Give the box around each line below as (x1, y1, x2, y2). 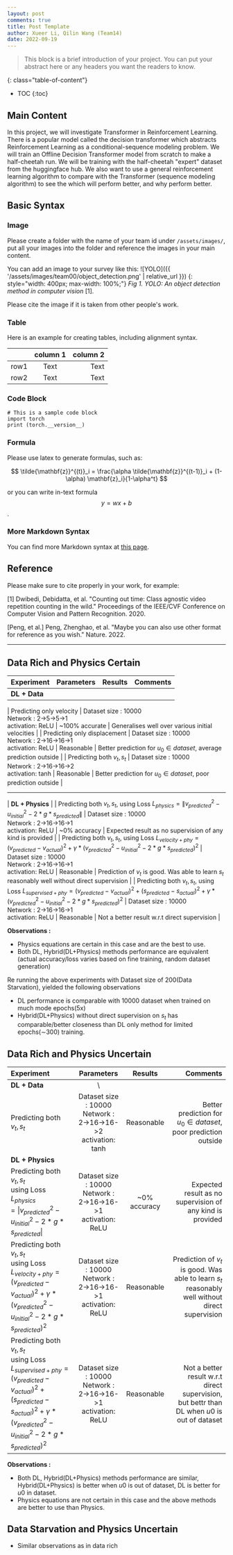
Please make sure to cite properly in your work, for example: (7, 581, 180, 589)
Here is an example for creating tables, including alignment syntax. (7, 333, 198, 341)
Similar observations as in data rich (17, 1542, 118, 1550)
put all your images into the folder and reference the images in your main (7, 244, 215, 252)
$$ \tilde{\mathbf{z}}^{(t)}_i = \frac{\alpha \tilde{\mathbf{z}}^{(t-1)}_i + (10, 467, 214, 475)
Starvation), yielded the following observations (7, 983, 141, 992)
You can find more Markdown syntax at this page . (7, 543, 150, 551)
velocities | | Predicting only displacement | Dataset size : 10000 (7, 729, 191, 737)
